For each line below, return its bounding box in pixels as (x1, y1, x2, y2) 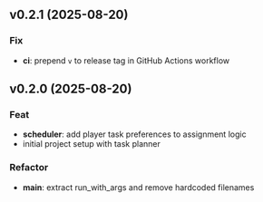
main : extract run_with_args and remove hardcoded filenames (22, 181, 255, 193)
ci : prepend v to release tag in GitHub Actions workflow (22, 54, 230, 66)
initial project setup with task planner (22, 139, 161, 149)
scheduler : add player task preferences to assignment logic (22, 129, 247, 139)
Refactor (9, 161, 49, 174)
